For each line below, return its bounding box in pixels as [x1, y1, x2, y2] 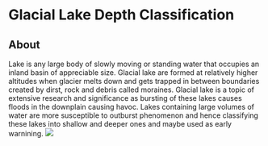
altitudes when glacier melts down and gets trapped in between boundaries [8, 77, 260, 86]
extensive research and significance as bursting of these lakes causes [8, 94, 242, 102]
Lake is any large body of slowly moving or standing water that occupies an [8, 59, 260, 69]
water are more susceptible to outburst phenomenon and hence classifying [8, 111, 258, 120]
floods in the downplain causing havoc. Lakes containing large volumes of [8, 102, 255, 111]
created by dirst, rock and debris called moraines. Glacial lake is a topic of [8, 85, 254, 94]
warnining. [8, 129, 44, 138]
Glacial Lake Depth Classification [8, 6, 235, 24]
